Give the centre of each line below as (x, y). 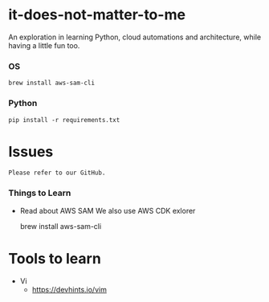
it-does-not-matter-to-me (97, 15)
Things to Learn (40, 193)
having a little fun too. (44, 45)
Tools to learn (55, 258)
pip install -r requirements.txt (64, 120)
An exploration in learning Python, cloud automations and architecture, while (135, 37)
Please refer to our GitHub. (57, 173)
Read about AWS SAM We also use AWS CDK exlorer (108, 210)
